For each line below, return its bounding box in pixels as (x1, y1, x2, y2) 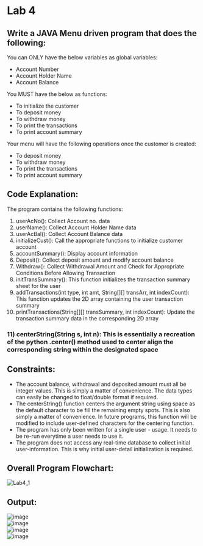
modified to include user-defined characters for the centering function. (15, 419, 194, 427)
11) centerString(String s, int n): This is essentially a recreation (7, 330, 196, 338)
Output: (7, 496, 37, 507)
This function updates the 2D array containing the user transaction (15, 295, 183, 303)
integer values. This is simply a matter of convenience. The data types (15, 386, 193, 394)
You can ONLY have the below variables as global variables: (7, 54, 158, 61)
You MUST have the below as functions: (7, 90, 108, 98)
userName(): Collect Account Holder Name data (15, 224, 137, 231)
